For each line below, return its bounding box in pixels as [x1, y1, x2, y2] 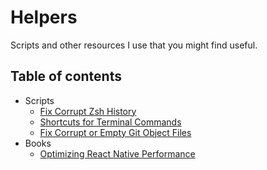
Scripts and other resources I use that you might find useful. [10, 39, 258, 51]
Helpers [10, 6, 78, 29]
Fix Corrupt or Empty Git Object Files [39, 126, 192, 138]
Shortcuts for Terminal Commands [39, 116, 182, 128]
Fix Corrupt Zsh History [39, 105, 137, 117]
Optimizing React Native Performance [39, 147, 196, 160]
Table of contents [10, 68, 122, 85]
